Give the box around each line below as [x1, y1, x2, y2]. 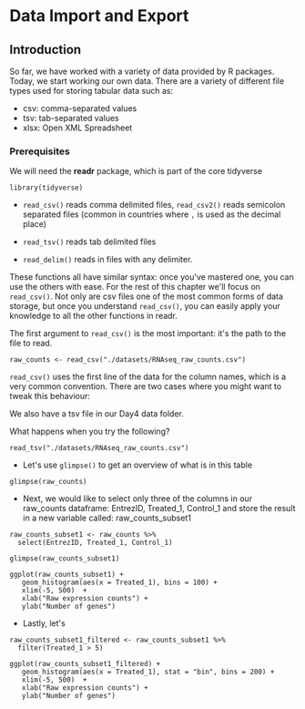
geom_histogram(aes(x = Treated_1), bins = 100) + [21, 578, 219, 588]
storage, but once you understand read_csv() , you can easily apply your [9, 301, 280, 312]
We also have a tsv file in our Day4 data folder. [9, 408, 184, 419]
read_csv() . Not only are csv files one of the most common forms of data [9, 291, 284, 302]
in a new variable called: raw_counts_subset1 [22, 512, 191, 524]
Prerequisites [9, 145, 70, 158]
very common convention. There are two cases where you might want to [9, 381, 282, 392]
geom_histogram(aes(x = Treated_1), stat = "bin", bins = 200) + [21, 667, 275, 677]
